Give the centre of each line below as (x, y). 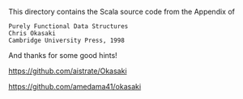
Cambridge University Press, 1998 (67, 40)
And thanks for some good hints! (63, 55)
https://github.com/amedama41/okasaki (75, 87)
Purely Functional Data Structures (68, 27)
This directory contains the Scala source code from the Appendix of (122, 12)
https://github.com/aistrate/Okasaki (68, 71)
